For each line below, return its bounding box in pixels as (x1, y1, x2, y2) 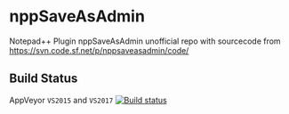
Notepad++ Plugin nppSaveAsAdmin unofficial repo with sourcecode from (9, 36, 282, 46)
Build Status (9, 71, 78, 86)
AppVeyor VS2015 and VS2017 (9, 94, 114, 105)
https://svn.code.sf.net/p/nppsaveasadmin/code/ (9, 45, 189, 55)
